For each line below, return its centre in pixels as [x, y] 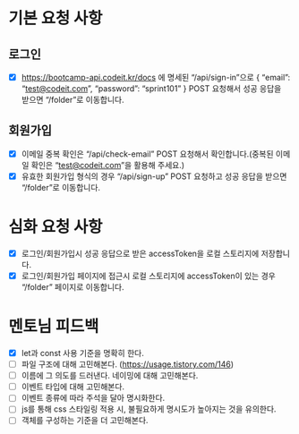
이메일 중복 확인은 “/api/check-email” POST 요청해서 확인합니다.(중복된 [147, 154]
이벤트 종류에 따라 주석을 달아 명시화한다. [93, 398]
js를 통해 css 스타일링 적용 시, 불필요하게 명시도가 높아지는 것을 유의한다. [149, 409]
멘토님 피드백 [54, 327]
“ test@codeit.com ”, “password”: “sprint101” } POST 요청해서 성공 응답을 [151, 89]
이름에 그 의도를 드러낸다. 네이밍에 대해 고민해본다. [110, 376]
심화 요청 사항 [56, 227]
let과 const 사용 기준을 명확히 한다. [82, 353]
